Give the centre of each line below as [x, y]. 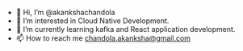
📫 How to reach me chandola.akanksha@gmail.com [103, 38]
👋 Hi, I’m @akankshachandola [65, 12]
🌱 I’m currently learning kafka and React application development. [126, 29]
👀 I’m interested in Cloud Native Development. [92, 21]
